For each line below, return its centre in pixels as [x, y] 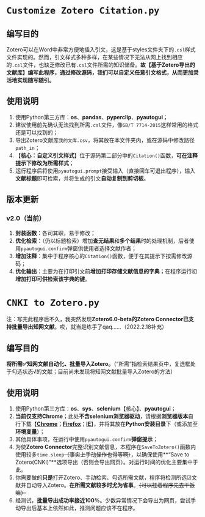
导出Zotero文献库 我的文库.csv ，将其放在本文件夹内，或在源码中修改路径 [105, 140]
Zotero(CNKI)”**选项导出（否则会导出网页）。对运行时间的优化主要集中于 [106, 462]
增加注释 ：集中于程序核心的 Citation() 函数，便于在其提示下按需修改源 [104, 256]
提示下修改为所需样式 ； [45, 163]
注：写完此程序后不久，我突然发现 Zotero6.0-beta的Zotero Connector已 [98, 319]
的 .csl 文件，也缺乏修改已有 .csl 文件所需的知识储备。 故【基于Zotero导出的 [101, 65]
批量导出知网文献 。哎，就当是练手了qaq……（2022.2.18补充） [89, 327]
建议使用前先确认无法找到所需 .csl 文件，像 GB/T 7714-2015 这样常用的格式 [106, 125]
